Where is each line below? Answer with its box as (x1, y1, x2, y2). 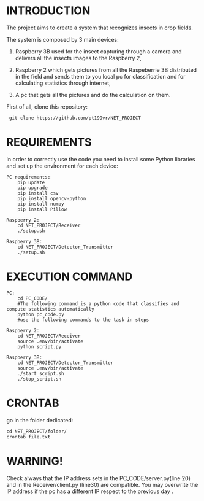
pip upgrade (17, 185, 48, 191)
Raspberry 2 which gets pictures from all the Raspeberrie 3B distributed (15, 66, 197, 74)
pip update (17, 179, 45, 185)
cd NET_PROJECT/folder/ (6, 428, 67, 435)
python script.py (17, 343, 62, 350)
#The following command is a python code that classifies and (17, 300, 179, 307)
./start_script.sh (17, 370, 64, 376)
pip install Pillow (17, 206, 67, 212)
